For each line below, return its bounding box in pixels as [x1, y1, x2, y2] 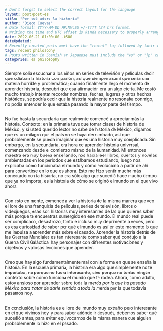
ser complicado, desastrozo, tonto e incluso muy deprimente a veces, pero [5, 219, 155, 225]
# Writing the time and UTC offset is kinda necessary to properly [5, 30, 145, 35]
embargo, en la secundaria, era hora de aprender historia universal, [5, 142, 140, 148]
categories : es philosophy [5, 57, 60, 62]
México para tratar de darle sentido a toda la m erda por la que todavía [5, 285, 147, 291]
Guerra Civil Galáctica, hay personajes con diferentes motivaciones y [5, 239, 143, 245]
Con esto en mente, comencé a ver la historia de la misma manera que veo [5, 198, 155, 204]
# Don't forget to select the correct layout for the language [5, 7, 136, 12]
